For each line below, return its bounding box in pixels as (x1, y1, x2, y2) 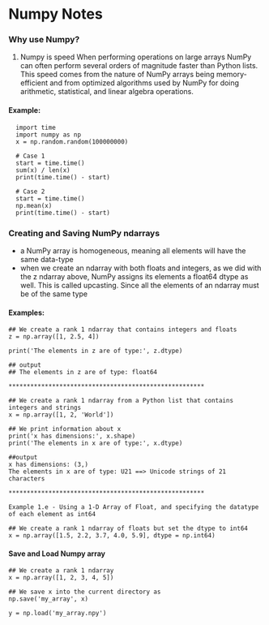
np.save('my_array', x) (8, 595, 89, 603)
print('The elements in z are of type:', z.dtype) (8, 347, 183, 356)
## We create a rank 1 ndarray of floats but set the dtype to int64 (8, 524, 249, 532)
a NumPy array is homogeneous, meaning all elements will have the (19, 245, 246, 256)
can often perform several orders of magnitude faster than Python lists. (19, 61, 258, 71)
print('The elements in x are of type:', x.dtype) (8, 439, 183, 447)
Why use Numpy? (8, 34, 80, 45)
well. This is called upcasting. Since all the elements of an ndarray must (19, 280, 259, 290)
